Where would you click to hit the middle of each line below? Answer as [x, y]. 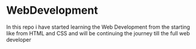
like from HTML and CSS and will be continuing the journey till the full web [98, 33]
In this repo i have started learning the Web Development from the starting [98, 27]
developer [19, 39]
